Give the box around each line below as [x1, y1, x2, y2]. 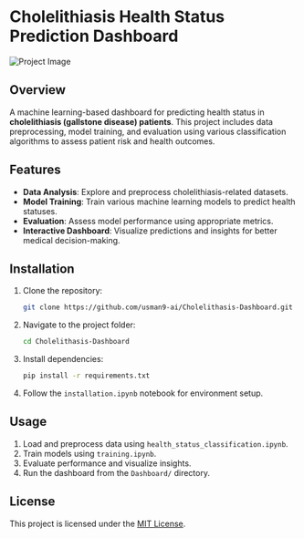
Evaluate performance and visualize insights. [22, 458, 192, 469]
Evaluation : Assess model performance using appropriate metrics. [22, 215, 274, 226]
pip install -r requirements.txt [22, 371, 151, 380]
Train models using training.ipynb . [22, 448, 157, 459]
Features [9, 162, 61, 178]
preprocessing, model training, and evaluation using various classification [9, 126, 287, 137]
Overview [9, 82, 67, 98]
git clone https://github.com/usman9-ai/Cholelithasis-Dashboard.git [22, 303, 294, 312]
